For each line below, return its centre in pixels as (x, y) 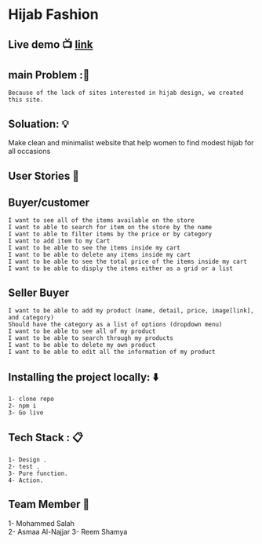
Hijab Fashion (54, 15)
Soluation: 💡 (38, 124)
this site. (26, 100)
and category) (31, 318)
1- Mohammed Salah (41, 523)
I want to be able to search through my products (91, 338)
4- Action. (26, 480)
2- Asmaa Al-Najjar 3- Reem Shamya (68, 531)
